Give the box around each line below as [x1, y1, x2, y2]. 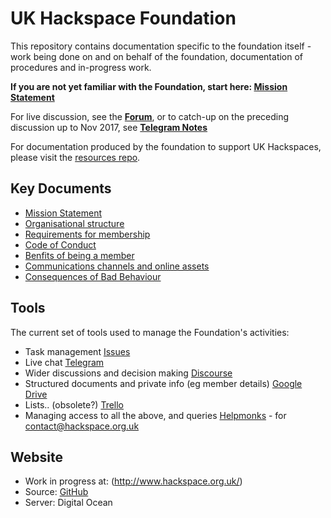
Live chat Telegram [24, 356, 105, 368]
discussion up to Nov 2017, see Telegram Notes [10, 121, 208, 133]
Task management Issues [24, 345, 131, 357]
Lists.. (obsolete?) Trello [24, 398, 125, 411]
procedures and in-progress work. [10, 61, 152, 73]
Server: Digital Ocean [24, 497, 113, 509]
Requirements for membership [24, 228, 151, 240]
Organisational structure [24, 217, 125, 229]
